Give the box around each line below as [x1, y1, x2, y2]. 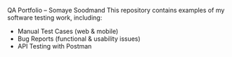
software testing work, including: [7, 13, 103, 22]
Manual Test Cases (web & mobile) [17, 27, 119, 35]
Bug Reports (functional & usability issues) [17, 34, 141, 43]
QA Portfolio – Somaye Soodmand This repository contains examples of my [7, 6, 225, 14]
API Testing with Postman [17, 42, 92, 50]
